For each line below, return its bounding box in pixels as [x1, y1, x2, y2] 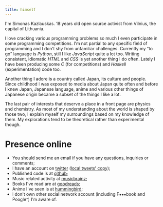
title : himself [5, 7, 36, 12]
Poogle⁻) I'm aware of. [12, 196, 57, 202]
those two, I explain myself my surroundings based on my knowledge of [5, 111, 149, 117]
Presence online [5, 139, 72, 149]
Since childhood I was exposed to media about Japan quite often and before [5, 81, 158, 87]
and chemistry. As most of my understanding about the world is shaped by [5, 106, 155, 112]
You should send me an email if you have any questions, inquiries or [12, 155, 149, 161]
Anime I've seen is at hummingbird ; [12, 186, 83, 192]
